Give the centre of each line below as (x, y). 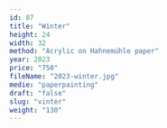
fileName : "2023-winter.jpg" (64, 77)
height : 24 (30, 34)
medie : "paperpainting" (54, 85)
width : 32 (28, 43)
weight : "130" (36, 110)
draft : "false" (38, 93)
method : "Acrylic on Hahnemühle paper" (84, 51)
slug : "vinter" (38, 101)
